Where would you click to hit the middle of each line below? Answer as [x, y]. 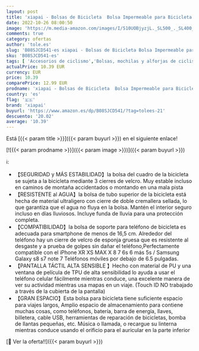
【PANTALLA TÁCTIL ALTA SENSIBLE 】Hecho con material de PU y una [103, 266]
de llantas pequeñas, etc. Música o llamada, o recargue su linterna [96, 324]
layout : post [22, 12]
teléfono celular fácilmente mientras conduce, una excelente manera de [102, 279]
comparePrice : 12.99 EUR [37, 83]
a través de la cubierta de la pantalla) [60, 291]
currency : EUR [24, 72]
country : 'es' [24, 94]
